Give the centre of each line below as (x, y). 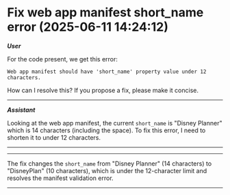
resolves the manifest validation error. (61, 178)
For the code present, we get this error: (63, 59)
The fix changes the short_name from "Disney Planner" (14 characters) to (110, 163)
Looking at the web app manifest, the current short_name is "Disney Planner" (115, 123)
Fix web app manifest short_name (105, 13)
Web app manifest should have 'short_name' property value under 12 (107, 72)
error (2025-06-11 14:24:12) (88, 27)
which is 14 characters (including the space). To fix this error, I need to (106, 130)
